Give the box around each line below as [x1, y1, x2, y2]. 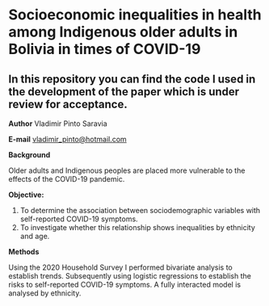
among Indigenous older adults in [8, 23, 238, 41]
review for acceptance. [8, 97, 128, 111]
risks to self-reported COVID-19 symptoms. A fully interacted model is [8, 280, 241, 289]
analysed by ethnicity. [8, 288, 82, 298]
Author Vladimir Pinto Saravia [8, 119, 107, 128]
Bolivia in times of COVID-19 [8, 40, 201, 58]
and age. [19, 232, 50, 241]
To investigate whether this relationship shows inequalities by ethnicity [19, 223, 256, 232]
